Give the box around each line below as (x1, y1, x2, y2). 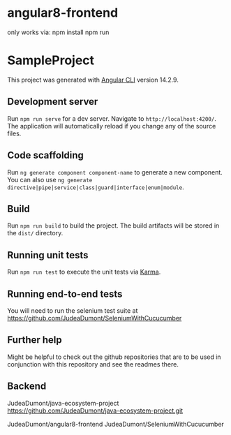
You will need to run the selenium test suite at (7, 306, 138, 315)
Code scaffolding (7, 149, 84, 161)
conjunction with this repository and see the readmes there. (7, 360, 179, 368)
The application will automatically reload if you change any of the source (7, 121, 216, 130)
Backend (7, 381, 47, 392)
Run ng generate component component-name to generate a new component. (7, 168, 223, 176)
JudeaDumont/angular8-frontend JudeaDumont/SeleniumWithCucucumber (7, 420, 225, 428)
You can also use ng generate (7, 175, 93, 184)
